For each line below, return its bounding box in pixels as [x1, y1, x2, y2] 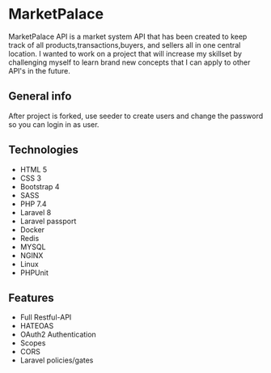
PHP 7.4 [19, 199, 47, 209]
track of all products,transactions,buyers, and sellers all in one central [8, 40, 241, 49]
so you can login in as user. [8, 119, 100, 129]
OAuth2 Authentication [19, 329, 97, 340]
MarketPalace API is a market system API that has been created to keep [8, 32, 248, 41]
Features [8, 290, 54, 304]
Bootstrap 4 [19, 181, 60, 191]
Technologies [8, 143, 79, 157]
